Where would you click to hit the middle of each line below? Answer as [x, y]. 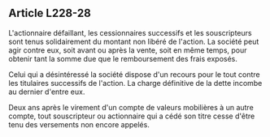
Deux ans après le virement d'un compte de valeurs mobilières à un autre [131, 107]
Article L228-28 [50, 13]
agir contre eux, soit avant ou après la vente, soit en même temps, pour [128, 50]
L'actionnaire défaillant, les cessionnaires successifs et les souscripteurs [130, 32]
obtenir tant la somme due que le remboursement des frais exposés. [123, 58]
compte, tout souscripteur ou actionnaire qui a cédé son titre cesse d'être [132, 116]
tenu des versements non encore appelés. [79, 124]
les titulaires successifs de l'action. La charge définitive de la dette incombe [135, 83]
